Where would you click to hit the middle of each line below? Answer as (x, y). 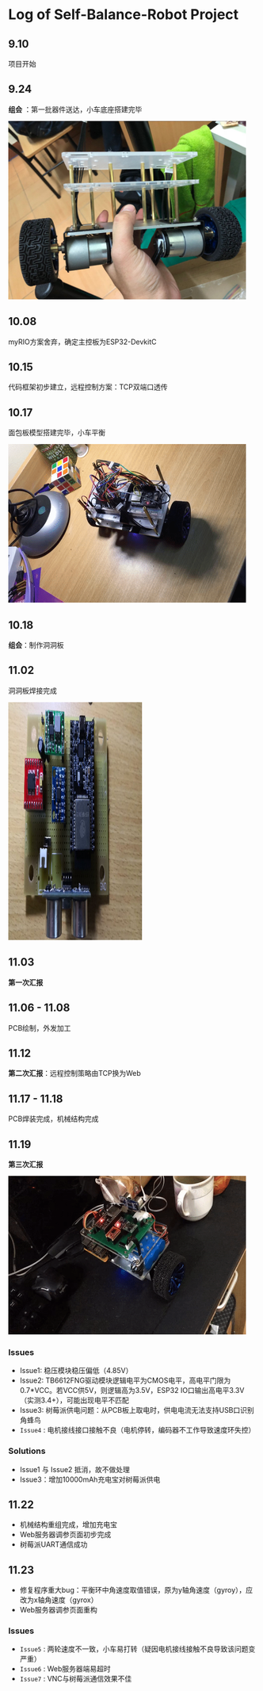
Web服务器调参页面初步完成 (65, 1535)
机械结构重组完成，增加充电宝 (68, 1525)
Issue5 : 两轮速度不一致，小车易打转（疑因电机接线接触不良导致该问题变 (137, 1649)
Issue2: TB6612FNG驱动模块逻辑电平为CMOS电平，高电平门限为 (125, 1380)
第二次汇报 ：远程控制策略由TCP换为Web (74, 1073)
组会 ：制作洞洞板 (36, 645)
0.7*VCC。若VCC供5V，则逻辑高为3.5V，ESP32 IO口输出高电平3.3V (132, 1391)
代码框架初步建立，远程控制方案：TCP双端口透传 (88, 387)
